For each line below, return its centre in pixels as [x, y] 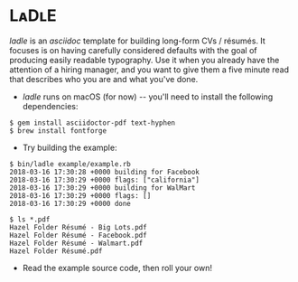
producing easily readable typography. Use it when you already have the [144, 60]
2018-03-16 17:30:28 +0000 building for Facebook [105, 172]
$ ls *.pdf [30, 219]
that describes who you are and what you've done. [104, 79]
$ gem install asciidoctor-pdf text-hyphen [93, 123]
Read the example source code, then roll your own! [117, 268]
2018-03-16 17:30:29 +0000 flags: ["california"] [105, 180]
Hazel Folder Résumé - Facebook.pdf [78, 235]
